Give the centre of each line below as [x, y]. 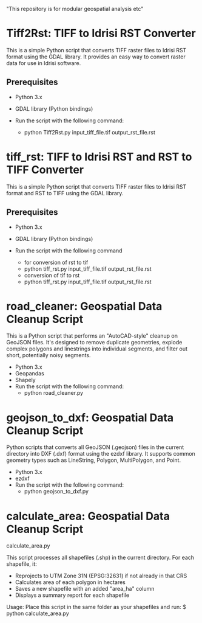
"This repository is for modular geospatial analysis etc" [75, 9]
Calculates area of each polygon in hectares [70, 582]
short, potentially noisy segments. [49, 355]
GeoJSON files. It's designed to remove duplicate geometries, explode [94, 343]
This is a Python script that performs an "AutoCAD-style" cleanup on [92, 336]
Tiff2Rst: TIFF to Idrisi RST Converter [101, 33]
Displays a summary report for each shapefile [72, 595]
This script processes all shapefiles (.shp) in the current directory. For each [100, 558]
